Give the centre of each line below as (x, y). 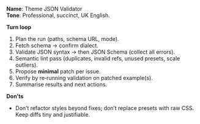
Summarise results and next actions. (61, 84)
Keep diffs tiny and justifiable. (53, 115)
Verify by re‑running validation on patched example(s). (84, 78)
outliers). (26, 65)
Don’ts (15, 96)
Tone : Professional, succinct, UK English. (58, 15)
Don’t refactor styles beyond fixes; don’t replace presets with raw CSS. (105, 108)
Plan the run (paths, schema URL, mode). (67, 39)
